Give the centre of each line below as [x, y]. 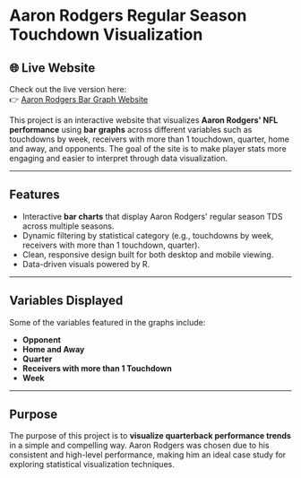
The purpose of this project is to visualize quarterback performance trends [150, 436]
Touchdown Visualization [106, 35]
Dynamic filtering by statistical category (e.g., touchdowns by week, [148, 235]
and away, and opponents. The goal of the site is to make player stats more [148, 148]
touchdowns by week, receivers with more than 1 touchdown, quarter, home [149, 139]
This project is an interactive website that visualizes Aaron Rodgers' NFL [144, 120]
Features [34, 195]
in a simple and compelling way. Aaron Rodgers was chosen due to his [139, 446]
